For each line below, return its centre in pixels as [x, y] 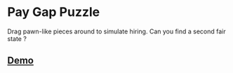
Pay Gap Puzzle [54, 12]
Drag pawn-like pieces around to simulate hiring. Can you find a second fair [116, 31]
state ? [17, 38]
